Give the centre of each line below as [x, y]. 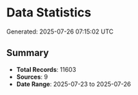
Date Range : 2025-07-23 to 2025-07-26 [73, 84]
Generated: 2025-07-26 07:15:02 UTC [60, 31]
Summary [28, 53]
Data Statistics [49, 13]
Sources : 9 [32, 77]
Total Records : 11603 [46, 69]
